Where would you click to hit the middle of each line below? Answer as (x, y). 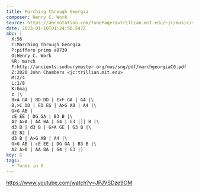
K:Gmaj (20, 89)
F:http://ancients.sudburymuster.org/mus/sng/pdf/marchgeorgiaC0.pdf (99, 67)
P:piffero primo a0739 (39, 50)
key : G (14, 155)
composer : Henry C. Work (37, 17)
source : (16, 23)
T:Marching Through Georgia (46, 45)
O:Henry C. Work (31, 56)
